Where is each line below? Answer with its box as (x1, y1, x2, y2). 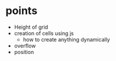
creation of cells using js (14, 29, 74, 36)
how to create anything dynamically (22, 36, 110, 43)
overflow (14, 42, 36, 49)
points (5, 4, 38, 18)
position (14, 48, 34, 55)
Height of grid (14, 23, 49, 30)
